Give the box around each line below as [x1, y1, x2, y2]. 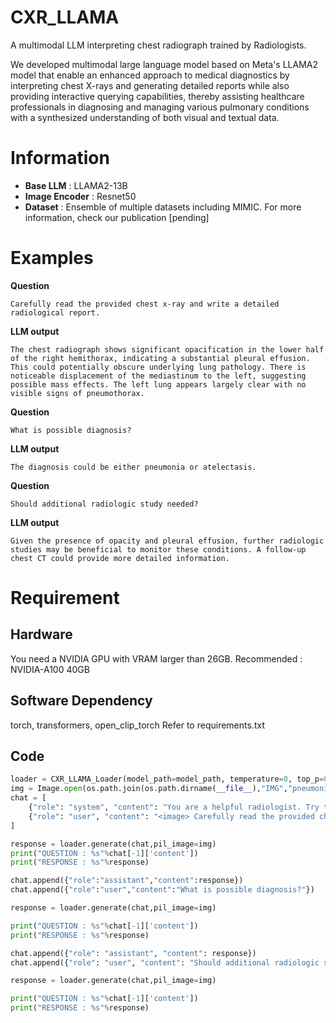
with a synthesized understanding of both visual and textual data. [10, 111, 280, 123]
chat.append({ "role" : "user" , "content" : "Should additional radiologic [10, 957, 320, 968]
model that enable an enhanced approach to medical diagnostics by [10, 69, 290, 81]
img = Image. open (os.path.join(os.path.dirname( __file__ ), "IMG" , [10, 784, 288, 794]
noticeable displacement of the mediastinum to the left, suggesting [10, 371, 307, 381]
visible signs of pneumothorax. [10, 388, 145, 398]
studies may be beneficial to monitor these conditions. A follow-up [10, 544, 307, 555]
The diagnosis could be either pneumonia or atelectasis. [10, 462, 257, 472]
